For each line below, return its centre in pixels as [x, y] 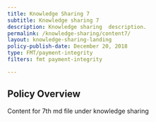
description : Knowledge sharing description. [77, 27]
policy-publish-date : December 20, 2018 [68, 46]
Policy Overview [44, 94]
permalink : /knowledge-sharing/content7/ [69, 33]
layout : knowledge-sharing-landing [60, 40]
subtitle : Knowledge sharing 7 [53, 20]
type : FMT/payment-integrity [50, 53]
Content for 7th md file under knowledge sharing [78, 111]
